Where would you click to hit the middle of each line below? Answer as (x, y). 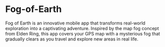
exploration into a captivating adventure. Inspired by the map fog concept (82, 28)
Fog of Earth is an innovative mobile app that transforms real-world (75, 23)
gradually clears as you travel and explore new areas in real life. (72, 39)
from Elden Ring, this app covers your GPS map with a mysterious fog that (83, 33)
